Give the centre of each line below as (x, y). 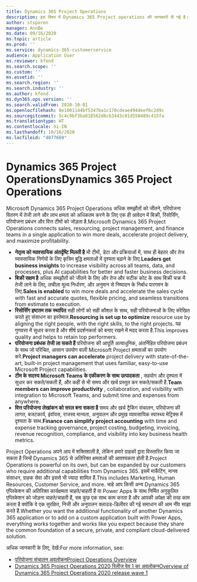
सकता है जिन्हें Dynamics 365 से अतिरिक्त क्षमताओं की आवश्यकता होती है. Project (86, 458)
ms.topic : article (29, 39)
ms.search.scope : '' (31, 66)
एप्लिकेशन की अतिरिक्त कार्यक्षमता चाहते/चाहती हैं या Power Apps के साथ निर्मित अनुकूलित (92, 491)
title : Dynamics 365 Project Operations (56, 11)
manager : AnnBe (25, 28)
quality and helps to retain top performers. (66, 337)
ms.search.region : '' (33, 83)
